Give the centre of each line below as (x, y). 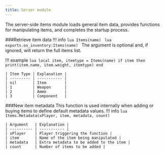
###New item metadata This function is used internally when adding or (79, 105)
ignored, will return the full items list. (43, 50)
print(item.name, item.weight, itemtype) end (54, 65)
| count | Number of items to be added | (55, 147)
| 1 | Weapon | (36, 87)
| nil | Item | (36, 83)
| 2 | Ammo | (36, 92)
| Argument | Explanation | (37, 125)
